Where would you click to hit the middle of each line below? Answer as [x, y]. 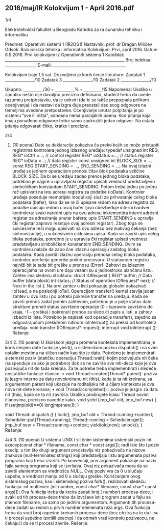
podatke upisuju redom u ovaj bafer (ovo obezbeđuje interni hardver [81, 207]
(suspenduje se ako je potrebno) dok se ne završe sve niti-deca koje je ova [81, 363]
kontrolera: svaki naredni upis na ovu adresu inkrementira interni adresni [85, 213]
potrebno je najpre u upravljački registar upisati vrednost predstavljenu [83, 181]
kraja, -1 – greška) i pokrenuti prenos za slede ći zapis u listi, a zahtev [82, 312]
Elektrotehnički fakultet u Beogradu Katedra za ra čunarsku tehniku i [74, 29]
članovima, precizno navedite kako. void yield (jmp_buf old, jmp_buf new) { [81, 399]
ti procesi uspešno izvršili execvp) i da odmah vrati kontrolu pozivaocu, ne [80, 518]
